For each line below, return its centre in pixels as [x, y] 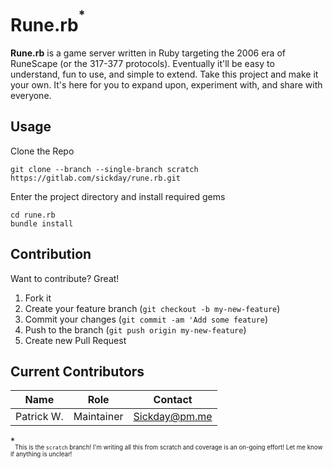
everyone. [31, 96]
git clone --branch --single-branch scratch [104, 169]
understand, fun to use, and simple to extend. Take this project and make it [164, 74]
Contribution [51, 254]
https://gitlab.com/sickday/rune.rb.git [96, 178]
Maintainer [98, 417]
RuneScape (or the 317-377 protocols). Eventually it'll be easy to [142, 64]
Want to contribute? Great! [65, 278]
